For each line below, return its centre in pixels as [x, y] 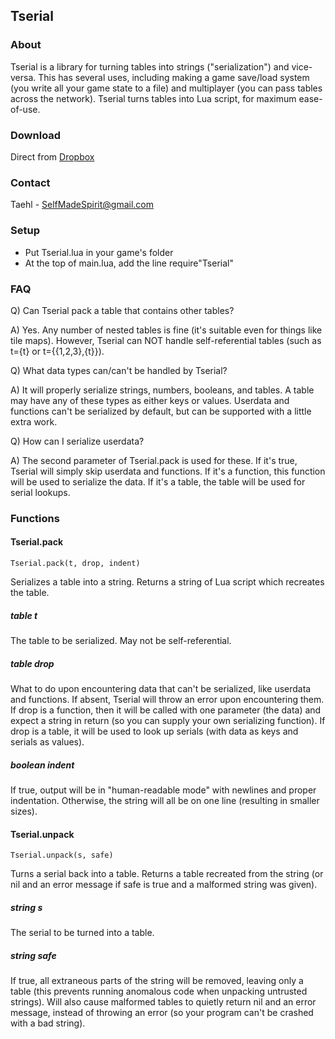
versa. [23, 77]
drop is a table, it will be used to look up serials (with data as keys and [154, 731]
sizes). [24, 811]
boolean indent [42, 765]
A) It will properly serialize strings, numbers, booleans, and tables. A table [162, 390]
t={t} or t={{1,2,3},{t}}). [57, 351]
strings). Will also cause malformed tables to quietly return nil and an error [163, 1002]
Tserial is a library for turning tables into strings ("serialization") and [150, 66]
